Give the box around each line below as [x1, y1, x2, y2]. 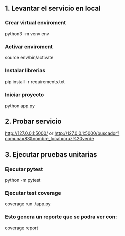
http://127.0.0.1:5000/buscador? [54, 130, 120, 136]
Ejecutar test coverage [5, 190, 61, 196]
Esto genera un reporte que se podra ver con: [5, 213, 117, 220]
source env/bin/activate [5, 54, 54, 60]
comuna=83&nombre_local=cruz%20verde [5, 136, 94, 142]
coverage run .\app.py [5, 201, 51, 207]
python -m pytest [5, 177, 41, 183]
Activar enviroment [5, 43, 53, 50]
